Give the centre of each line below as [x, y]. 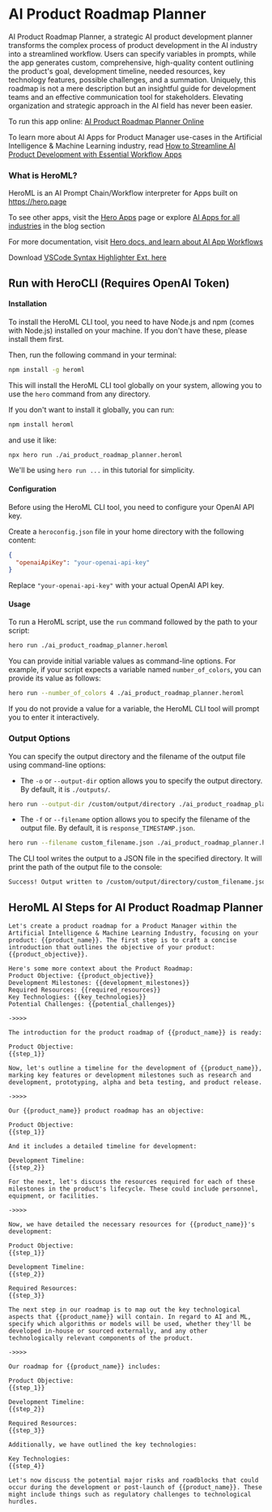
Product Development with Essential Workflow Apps [95, 154]
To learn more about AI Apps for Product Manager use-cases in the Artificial [136, 137]
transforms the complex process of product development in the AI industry [133, 45]
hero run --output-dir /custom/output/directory [92, 804]
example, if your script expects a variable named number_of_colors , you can [135, 670]
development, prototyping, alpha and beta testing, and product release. [136, 1082]
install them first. [36, 339]
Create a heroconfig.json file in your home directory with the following [126, 531]
